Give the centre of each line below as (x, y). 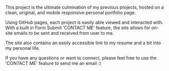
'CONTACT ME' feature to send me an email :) (53, 63)
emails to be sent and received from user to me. (64, 33)
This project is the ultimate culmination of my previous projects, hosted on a (84, 7)
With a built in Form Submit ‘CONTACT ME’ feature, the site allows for (78, 28)
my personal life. (23, 48)
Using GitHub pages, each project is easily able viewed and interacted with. (84, 22)
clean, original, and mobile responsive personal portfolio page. (71, 13)
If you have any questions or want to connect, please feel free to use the (81, 58)
